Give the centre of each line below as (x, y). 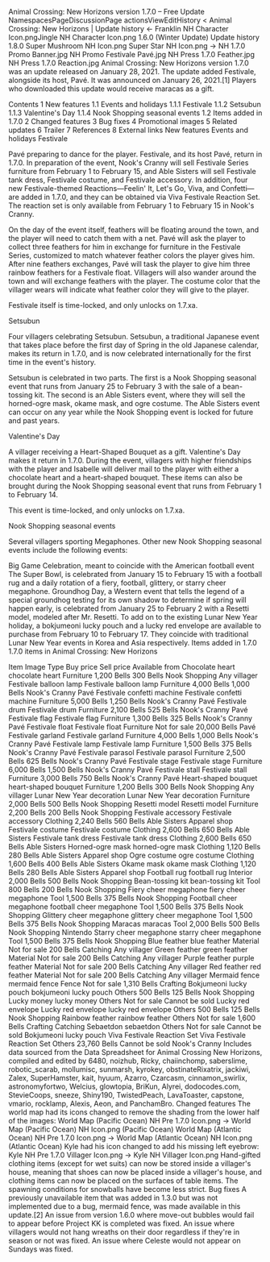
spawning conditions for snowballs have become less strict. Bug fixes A (128, 1189)
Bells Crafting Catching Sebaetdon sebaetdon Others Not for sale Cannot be (135, 1026)
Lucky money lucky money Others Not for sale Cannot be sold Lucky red (129, 1001)
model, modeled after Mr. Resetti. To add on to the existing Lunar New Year (133, 617)
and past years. (34, 421)
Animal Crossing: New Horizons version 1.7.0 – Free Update (107, 12)
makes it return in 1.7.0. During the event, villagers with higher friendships (130, 460)
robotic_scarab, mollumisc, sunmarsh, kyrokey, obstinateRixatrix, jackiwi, (130, 1069)
